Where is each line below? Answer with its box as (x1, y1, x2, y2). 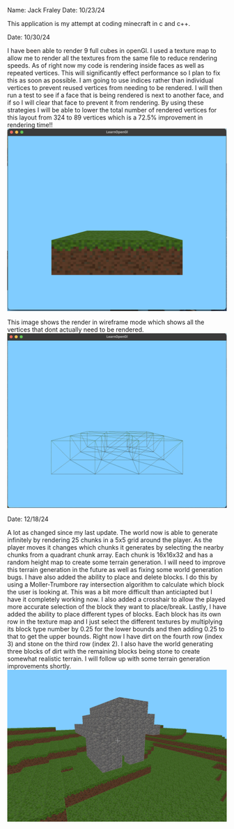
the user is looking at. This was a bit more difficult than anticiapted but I (7, 588, 212, 596)
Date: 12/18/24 (7, 515, 49, 523)
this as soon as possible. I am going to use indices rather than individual (7, 76, 214, 85)
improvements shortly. (7, 662, 72, 670)
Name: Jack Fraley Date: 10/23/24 (7, 6, 106, 14)
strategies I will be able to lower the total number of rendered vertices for (7, 106, 217, 114)
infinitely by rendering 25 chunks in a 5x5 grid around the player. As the (7, 536, 212, 544)
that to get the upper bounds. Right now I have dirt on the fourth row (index (7, 632, 223, 641)
